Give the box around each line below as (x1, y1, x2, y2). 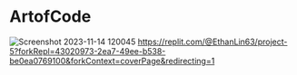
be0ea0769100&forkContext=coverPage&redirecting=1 (9, 55, 215, 66)
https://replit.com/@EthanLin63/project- (137, 36, 288, 47)
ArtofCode (9, 6, 92, 27)
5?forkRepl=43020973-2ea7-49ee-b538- (9, 45, 166, 56)
